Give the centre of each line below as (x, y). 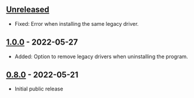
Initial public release (39, 89)
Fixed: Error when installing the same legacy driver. (77, 23)
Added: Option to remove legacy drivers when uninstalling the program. (101, 56)
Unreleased (28, 10)
